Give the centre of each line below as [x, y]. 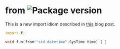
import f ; [15, 33]
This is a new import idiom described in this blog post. [60, 24]
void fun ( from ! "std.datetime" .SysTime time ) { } [56, 42]
